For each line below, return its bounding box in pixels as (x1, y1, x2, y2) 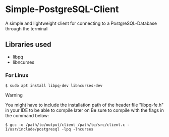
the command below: (5, 113, 49, 119)
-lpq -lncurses (61, 127, 94, 132)
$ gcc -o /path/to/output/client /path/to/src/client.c (5, 122, 125, 127)
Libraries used (5, 40, 51, 49)
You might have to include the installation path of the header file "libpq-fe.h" (5, 102, 164, 108)
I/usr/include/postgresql (5, 127, 60, 132)
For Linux (5, 72, 29, 79)
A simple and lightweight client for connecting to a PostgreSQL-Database (5, 20, 157, 26)
